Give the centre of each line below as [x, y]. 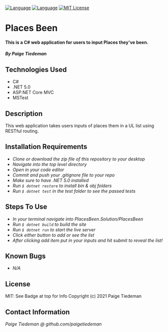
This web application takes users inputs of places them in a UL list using [80, 126]
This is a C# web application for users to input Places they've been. [77, 42]
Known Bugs [26, 256]
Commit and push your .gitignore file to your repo [63, 175]
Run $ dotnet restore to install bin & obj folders [62, 186]
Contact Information [38, 312]
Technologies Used [36, 70]
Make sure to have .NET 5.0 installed [51, 180]
